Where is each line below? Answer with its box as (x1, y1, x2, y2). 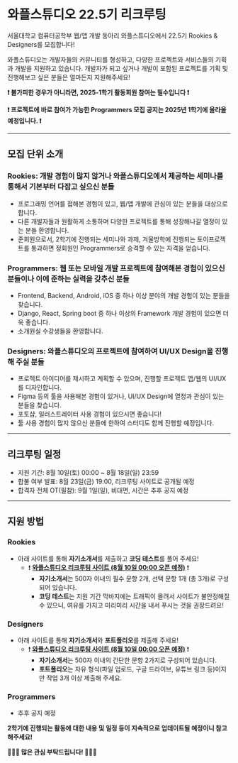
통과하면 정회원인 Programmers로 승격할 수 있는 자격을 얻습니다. (30, 243, 210, 252)
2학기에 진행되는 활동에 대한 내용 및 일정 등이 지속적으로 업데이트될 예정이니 (7, 724, 215, 732)
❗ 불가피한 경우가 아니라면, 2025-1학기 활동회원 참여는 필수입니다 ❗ (7, 88, 190, 97)
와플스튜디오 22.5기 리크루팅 (7, 6, 166, 23)
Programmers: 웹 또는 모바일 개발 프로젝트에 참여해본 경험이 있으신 (7, 263, 225, 273)
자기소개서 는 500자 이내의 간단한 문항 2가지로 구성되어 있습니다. (38, 656, 217, 664)
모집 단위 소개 (7, 148, 64, 160)
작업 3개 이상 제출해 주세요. (46, 674, 123, 682)
